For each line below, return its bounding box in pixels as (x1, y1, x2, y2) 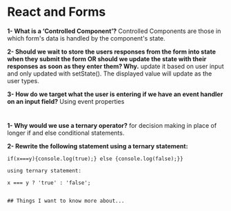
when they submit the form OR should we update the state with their (7, 54, 207, 63)
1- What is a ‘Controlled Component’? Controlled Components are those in (7, 27, 221, 35)
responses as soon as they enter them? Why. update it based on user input (7, 62, 224, 70)
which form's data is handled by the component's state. (7, 34, 165, 42)
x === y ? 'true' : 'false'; (7, 179, 91, 186)
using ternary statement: (7, 168, 81, 175)
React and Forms (7, 4, 106, 20)
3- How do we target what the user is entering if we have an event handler (7, 90, 223, 98)
